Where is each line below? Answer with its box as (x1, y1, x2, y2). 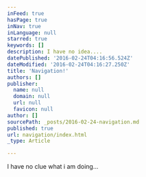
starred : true (7, 36, 48, 43)
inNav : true (7, 23, 41, 29)
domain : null (13, 93, 51, 100)
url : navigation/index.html (7, 131, 88, 138)
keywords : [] (7, 42, 45, 49)
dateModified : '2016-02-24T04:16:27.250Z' (7, 61, 130, 68)
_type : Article (7, 138, 51, 145)
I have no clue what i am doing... (7, 163, 99, 171)
